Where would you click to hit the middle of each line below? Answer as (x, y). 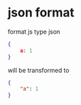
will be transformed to (39, 70)
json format (41, 13)
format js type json (34, 32)
